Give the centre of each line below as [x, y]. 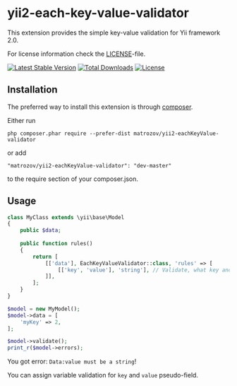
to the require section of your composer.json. [73, 179]
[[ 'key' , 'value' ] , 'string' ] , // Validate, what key [138, 270]
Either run [22, 120]
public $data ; [41, 230]
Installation [32, 90]
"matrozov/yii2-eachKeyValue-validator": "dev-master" [90, 165]
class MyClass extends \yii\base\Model [66, 217]
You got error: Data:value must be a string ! [72, 361]
